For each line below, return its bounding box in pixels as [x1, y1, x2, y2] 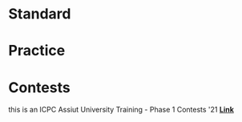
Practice [8, 42, 66, 60]
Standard [8, 5, 71, 23]
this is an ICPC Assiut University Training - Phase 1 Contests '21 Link [8, 105, 235, 115]
